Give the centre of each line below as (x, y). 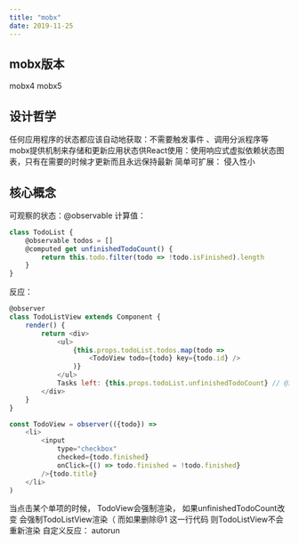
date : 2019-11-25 (41, 26)
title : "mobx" (36, 17)
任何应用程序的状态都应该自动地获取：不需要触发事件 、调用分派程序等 (139, 140)
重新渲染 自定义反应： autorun (65, 531)
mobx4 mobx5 (36, 86)
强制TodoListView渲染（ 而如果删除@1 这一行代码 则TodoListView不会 (155, 520)
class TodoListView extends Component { (85, 317)
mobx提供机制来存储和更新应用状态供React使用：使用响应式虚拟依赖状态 (143, 150)
